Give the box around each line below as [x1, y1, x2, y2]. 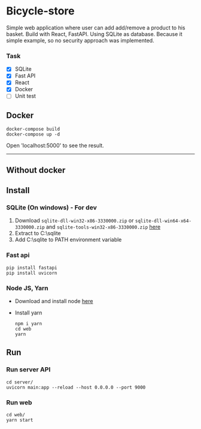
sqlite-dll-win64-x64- [135, 218, 192, 224]
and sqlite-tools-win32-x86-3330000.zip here [45, 223, 161, 230]
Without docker [6, 165, 66, 175]
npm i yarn [14, 321, 42, 327]
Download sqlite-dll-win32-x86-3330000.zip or [14, 217, 134, 224]
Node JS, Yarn [6, 284, 49, 292]
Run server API [6, 365, 51, 374]
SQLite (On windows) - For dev [6, 203, 97, 212]
